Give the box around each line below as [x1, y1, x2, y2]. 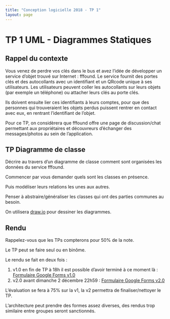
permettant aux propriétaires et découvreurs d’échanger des [5, 125, 132, 131]
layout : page [5, 12, 33, 17]
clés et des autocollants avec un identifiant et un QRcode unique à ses [5, 78, 152, 84]
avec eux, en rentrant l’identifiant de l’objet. [5, 110, 96, 116]
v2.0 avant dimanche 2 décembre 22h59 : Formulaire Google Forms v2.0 [12, 277, 165, 283]
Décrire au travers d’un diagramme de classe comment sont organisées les [5, 158, 162, 165]
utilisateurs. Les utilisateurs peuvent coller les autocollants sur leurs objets [5, 84, 161, 90]
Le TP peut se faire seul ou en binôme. [5, 247, 86, 253]
